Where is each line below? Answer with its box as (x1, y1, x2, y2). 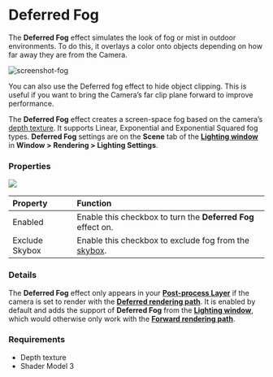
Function (76, 197, 112, 209)
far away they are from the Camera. (8, 50, 128, 59)
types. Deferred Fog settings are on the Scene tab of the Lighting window (8, 132, 258, 141)
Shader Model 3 (19, 361, 75, 370)
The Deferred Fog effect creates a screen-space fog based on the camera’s (8, 114, 263, 123)
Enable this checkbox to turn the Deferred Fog (76, 211, 254, 223)
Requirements (8, 334, 66, 345)
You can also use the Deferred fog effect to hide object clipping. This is (8, 81, 247, 91)
